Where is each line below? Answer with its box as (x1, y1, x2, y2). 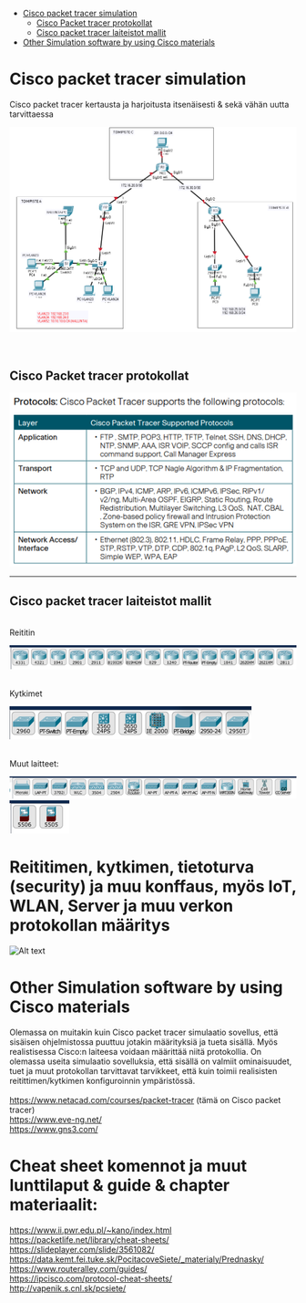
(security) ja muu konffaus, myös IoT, (9, 876, 297, 897)
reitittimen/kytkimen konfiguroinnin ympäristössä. (9, 1075, 196, 1086)
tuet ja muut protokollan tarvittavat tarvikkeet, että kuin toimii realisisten (9, 1065, 278, 1076)
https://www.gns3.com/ (9, 1123, 98, 1134)
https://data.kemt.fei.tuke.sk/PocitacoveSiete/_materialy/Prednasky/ (9, 1254, 264, 1265)
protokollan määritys (9, 915, 170, 936)
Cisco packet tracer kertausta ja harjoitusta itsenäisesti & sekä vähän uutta (9, 99, 290, 109)
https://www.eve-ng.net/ (9, 1113, 102, 1125)
